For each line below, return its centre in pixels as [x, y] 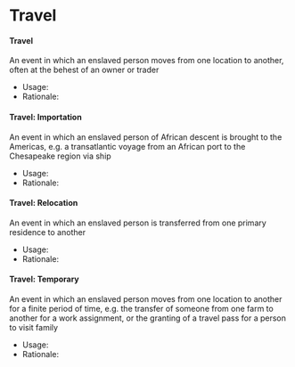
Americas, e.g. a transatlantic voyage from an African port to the [127, 146]
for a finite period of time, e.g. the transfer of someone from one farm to [141, 309]
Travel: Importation [45, 117]
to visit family [34, 327]
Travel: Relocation [44, 203]
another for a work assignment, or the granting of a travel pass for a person [148, 318]
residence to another [48, 232]
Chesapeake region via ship [60, 156]
